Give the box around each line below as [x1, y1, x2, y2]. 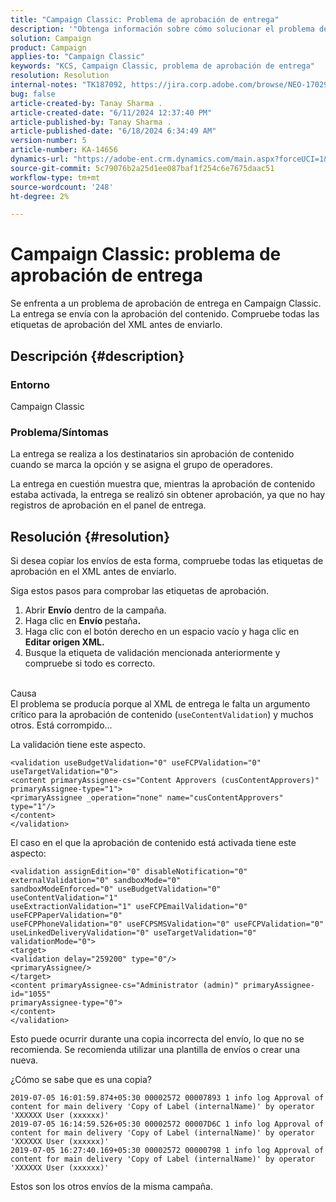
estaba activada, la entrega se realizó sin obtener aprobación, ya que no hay [10, 489, 326, 501]
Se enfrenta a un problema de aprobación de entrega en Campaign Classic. [10, 297, 322, 310]
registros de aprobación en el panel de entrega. [10, 499, 207, 511]
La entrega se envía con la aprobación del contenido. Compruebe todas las [10, 308, 320, 320]
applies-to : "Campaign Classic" [10, 52, 145, 62]
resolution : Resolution [10, 71, 110, 81]
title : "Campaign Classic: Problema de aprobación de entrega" [10, 14, 280, 25]
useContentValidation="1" [10, 892, 118, 903]
